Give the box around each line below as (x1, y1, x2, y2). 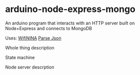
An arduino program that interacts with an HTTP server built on (5, 20, 135, 26)
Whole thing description (5, 44, 55, 50)
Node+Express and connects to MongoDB (5, 25, 92, 31)
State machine (5, 54, 35, 60)
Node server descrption (5, 64, 54, 70)
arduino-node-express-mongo (5, 3, 136, 15)
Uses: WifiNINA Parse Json (5, 35, 61, 41)
